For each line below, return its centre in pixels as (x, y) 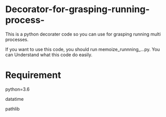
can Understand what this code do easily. (49, 55)
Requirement (33, 75)
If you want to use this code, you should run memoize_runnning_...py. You (83, 49)
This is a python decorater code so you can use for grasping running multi (83, 34)
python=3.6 (17, 89)
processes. (17, 40)
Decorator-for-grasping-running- (78, 9)
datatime (15, 99)
